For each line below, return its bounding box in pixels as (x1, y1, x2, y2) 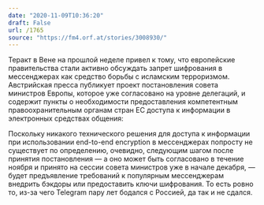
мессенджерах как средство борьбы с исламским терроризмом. (8, 72, 230, 81)
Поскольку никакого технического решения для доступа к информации (8, 129, 251, 139)
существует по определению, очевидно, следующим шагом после (8, 146, 234, 155)
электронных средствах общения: (8, 114, 124, 123)
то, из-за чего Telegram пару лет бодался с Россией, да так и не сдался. (8, 188, 253, 197)
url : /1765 (8, 26, 44, 34)
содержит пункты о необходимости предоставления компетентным (8, 97, 239, 106)
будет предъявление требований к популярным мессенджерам (8, 171, 225, 181)
